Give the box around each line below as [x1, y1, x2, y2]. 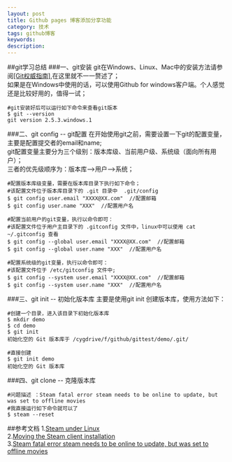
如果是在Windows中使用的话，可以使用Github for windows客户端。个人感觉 [7, 80, 225, 88]
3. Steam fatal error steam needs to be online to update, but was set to [7, 440, 209, 448]
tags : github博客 [7, 29, 56, 37]
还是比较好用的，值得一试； [7, 89, 87, 97]
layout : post [7, 10, 45, 17]
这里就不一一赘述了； [58, 71, 120, 80]
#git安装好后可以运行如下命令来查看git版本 [7, 104, 118, 111]
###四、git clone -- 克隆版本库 [7, 376, 96, 384]
